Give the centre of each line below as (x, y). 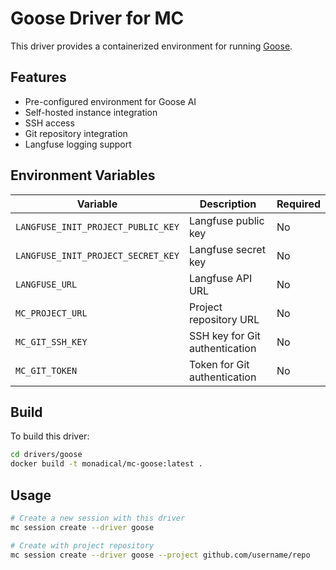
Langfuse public (226, 220)
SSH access (49, 123)
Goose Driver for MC (97, 18)
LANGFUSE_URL (46, 284)
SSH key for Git (224, 335)
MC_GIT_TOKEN (46, 370)
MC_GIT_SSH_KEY (51, 341)
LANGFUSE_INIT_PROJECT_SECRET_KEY (97, 255)
